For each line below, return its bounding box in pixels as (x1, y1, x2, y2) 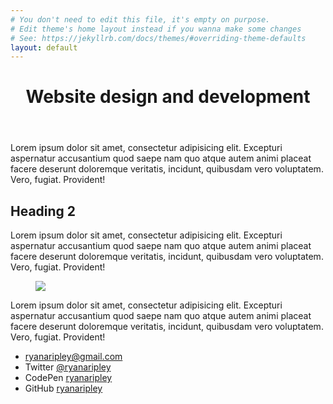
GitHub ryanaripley (24, 382, 103, 395)
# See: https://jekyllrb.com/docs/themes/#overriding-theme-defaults (10, 33, 307, 43)
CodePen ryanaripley (24, 372, 113, 384)
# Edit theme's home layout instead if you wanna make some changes (10, 24, 302, 34)
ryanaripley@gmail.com (24, 351, 123, 363)
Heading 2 (10, 202, 77, 220)
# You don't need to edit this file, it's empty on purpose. (10, 14, 271, 25)
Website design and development (25, 86, 311, 108)
